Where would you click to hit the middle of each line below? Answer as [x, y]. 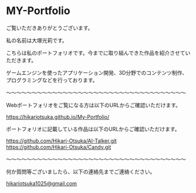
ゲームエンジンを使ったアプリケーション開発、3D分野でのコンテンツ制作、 [97, 72]
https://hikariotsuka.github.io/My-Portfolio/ [58, 117]
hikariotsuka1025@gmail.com [42, 183]
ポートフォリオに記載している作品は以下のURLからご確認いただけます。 [93, 129]
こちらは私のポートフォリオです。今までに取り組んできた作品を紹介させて [96, 53]
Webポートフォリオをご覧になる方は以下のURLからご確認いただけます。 [93, 105]
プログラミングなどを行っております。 [52, 80]
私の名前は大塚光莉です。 [37, 40]
